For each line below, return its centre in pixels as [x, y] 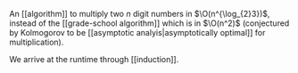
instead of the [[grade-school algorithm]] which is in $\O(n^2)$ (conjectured [149, 23]
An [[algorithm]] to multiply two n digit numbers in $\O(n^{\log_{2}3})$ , [140, 14]
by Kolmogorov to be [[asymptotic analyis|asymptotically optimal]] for [137, 32]
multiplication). [37, 42]
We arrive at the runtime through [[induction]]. [94, 59]
